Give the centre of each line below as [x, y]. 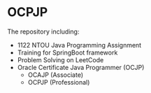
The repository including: [43, 31]
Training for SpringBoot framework [67, 52]
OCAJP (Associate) [56, 75]
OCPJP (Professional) [59, 82]
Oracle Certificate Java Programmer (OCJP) [81, 67]
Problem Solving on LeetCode [60, 59]
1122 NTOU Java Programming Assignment [79, 45]
